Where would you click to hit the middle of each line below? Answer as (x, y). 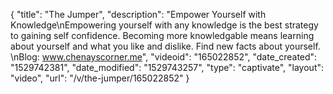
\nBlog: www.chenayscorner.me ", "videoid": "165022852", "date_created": (164, 57)
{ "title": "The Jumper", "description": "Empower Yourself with (138, 14)
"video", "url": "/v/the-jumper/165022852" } (100, 78)
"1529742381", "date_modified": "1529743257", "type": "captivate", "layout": (167, 67)
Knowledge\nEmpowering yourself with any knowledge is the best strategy (164, 25)
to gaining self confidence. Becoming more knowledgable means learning (162, 35)
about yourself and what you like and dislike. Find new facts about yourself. (165, 46)
